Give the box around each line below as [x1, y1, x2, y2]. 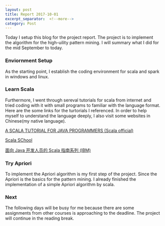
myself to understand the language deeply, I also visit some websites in [5, 113, 151, 119]
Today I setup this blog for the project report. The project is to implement [5, 34, 154, 40]
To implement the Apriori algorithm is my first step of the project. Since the [5, 171, 157, 177]
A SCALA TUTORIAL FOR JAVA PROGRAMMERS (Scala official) [5, 128, 134, 133]
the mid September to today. [5, 45, 63, 51]
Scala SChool [5, 137, 33, 143]
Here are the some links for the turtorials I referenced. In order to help [5, 107, 147, 113]
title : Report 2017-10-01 [5, 12, 58, 17]
